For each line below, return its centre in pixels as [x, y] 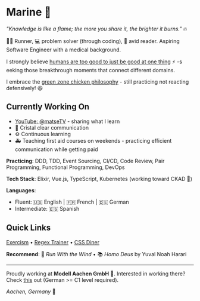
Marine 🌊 [29, 12]
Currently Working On [48, 107]
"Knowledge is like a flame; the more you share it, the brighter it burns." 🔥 [97, 29]
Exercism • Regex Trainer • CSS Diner [53, 242]
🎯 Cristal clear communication [52, 127]
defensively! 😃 [25, 88]
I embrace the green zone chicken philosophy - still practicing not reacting [98, 82]
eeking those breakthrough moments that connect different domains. [91, 70]
